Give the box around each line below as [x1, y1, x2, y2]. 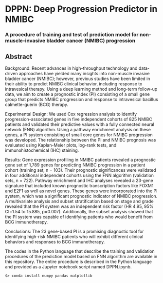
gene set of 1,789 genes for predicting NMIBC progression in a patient [5, 162, 145, 168]
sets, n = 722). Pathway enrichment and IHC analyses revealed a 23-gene [5, 177, 153, 183]
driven [5, 70, 18, 76]
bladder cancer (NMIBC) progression [46, 38, 135, 44]
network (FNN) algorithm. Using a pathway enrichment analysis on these [5, 126, 151, 132]
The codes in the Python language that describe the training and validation [5, 248, 155, 254]
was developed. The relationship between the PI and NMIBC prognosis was [5, 137, 156, 142]
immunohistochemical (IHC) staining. [5, 147, 79, 153]
